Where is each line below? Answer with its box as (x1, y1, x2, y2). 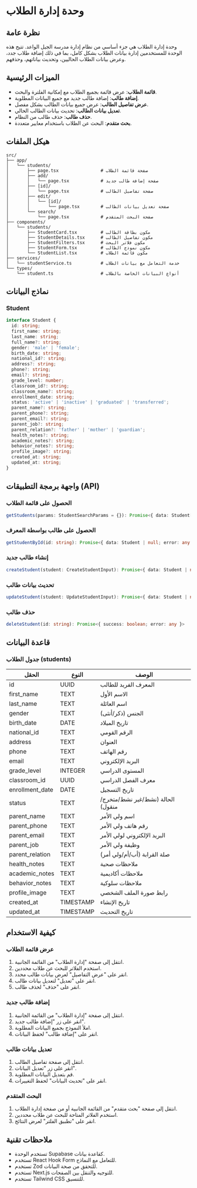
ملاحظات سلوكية (100, 879, 142, 887)
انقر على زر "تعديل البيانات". (14, 1064, 76, 1072)
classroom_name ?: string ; (11, 388, 75, 395)
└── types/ (6, 265, 33, 271)
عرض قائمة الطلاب (6, 945, 55, 953)
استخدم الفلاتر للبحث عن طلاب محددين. (14, 965, 101, 972)
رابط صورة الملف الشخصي (100, 888, 168, 896)
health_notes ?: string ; (11, 432, 69, 438)
